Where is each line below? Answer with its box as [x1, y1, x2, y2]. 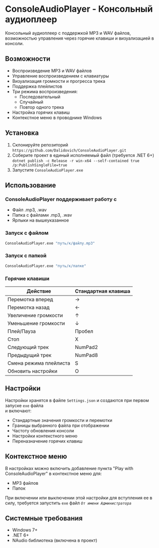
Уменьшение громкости [7, 320, 65, 326]
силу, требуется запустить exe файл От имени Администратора [5, 500, 132, 506]
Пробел [75, 327, 93, 334]
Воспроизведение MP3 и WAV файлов [12, 68, 92, 74]
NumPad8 [75, 351, 98, 358]
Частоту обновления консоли [12, 427, 74, 433]
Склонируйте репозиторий [12, 142, 68, 148]
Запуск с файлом [5, 229, 49, 236]
